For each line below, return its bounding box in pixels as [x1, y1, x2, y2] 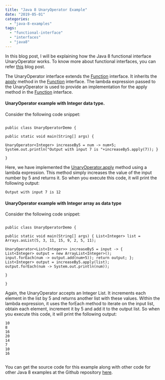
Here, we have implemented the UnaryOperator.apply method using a [5, 164, 147, 170]
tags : [5, 26, 16, 31]
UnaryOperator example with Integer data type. [5, 100, 105, 107]
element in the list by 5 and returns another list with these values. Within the [5, 295, 160, 301]
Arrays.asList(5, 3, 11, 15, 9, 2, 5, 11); [5, 238, 97, 243]
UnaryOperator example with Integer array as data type [5, 200, 121, 206]
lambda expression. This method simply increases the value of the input [5, 169, 152, 175]
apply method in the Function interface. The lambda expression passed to [5, 78, 156, 84]
